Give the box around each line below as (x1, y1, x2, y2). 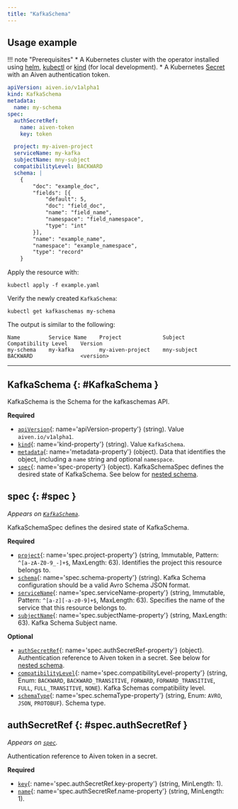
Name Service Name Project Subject (7, 334, 186, 341)
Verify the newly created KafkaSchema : (7, 294, 118, 303)
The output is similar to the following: (7, 320, 115, 329)
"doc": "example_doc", (33, 182, 100, 190)
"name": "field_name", (45, 209, 113, 216)
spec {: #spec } (7, 491, 76, 503)
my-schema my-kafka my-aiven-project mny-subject (7, 347, 198, 354)
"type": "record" (33, 249, 84, 256)
